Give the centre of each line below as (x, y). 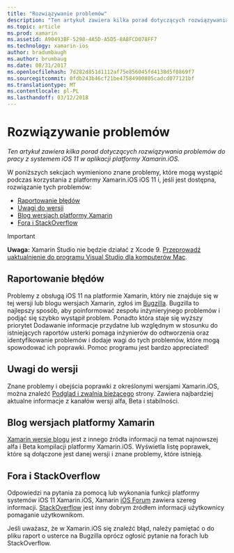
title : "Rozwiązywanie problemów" (57, 14)
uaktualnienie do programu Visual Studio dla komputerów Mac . (97, 257)
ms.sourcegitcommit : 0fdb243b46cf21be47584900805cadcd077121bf (101, 78)
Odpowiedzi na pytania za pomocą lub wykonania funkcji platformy (103, 493)
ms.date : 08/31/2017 (37, 65)
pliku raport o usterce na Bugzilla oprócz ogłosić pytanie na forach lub (108, 536)
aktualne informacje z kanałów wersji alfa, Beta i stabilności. (93, 401)
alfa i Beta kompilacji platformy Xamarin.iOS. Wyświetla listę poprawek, (109, 447)
